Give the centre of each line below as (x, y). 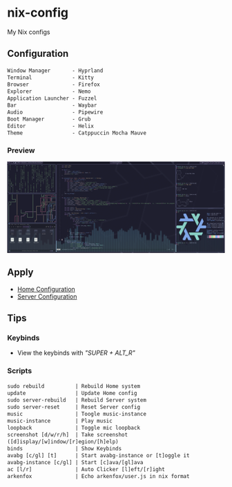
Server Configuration (47, 296)
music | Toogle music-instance (77, 414)
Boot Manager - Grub (49, 119)
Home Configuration (46, 289)
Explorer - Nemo (49, 91)
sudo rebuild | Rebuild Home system (74, 386)
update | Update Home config (72, 393)
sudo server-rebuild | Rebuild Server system (77, 400)
